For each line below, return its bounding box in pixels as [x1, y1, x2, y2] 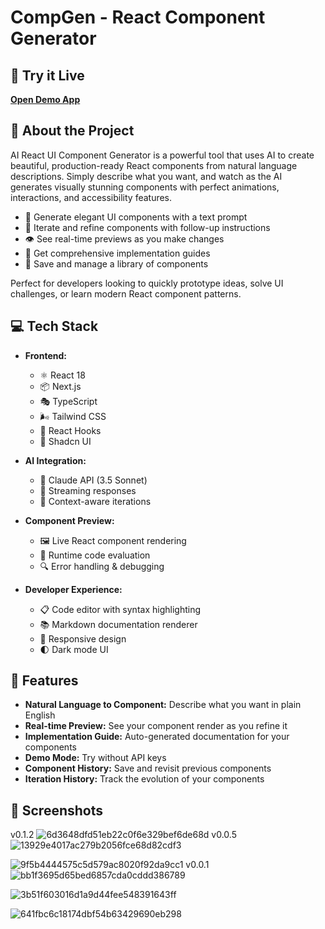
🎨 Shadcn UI [39, 435, 92, 447]
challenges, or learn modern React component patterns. [10, 287, 242, 300]
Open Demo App [10, 94, 81, 105]
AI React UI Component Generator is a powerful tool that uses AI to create [10, 149, 315, 161]
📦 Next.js [39, 380, 82, 392]
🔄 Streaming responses [39, 484, 137, 496]
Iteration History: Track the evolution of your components [24, 773, 265, 785]
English [24, 709, 56, 721]
